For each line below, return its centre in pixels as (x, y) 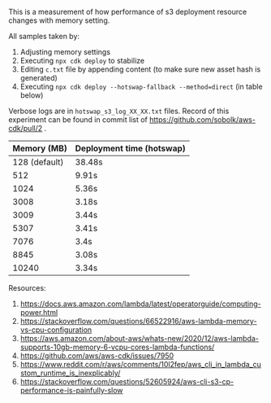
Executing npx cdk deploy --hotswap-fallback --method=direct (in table (141, 86)
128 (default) (38, 162)
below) (32, 95)
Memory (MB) (40, 148)
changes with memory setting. (59, 20)
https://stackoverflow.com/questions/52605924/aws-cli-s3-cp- (127, 381)
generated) (39, 78)
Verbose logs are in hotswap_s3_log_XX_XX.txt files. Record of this (119, 111)
